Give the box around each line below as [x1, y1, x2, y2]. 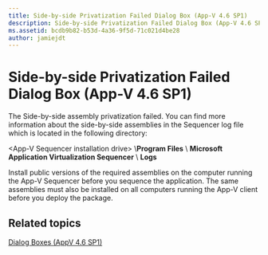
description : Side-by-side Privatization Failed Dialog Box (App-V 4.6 [8, 19, 251, 27]
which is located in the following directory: [8, 128, 148, 138]
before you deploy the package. [8, 193, 113, 203]
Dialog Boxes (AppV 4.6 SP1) [8, 237, 103, 247]
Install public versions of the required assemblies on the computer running [8, 168, 253, 178]
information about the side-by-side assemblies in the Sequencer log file [8, 120, 244, 130]
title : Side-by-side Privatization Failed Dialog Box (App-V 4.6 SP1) [8, 11, 248, 20]
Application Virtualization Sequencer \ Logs [8, 152, 157, 162]
